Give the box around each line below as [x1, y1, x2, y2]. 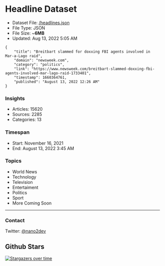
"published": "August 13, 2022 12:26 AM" [14, 79, 100, 84]
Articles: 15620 [12, 106, 43, 112]
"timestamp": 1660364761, [14, 75, 67, 80]
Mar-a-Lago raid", [5, 53, 43, 59]
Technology [12, 174, 37, 180]
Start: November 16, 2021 [12, 140, 64, 146]
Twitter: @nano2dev [5, 228, 46, 234]
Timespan [5, 129, 30, 136]
